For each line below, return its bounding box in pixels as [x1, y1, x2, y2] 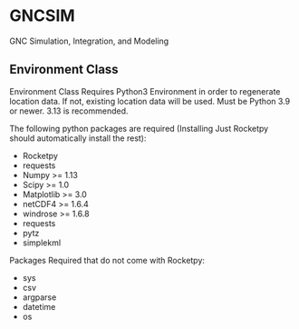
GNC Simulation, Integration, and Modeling [9, 35, 169, 46]
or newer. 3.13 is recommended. [9, 105, 129, 116]
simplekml [22, 237, 62, 248]
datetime [22, 301, 56, 312]
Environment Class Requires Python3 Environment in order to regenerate [9, 85, 281, 96]
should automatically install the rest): [9, 133, 147, 144]
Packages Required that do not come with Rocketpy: [9, 254, 206, 265]
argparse [22, 292, 57, 303]
